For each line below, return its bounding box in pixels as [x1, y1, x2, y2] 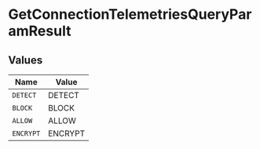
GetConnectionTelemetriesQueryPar [8, 5, 252, 24]
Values [8, 53, 43, 67]
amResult [8, 22, 71, 40]
